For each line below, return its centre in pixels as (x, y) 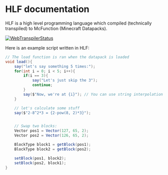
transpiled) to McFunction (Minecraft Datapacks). (56, 28)
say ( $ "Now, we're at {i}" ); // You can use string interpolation (93, 94)
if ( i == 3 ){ (36, 76)
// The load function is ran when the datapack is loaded (67, 57)
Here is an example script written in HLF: (47, 48)
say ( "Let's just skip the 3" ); (65, 80)
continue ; (42, 85)
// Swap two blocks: (36, 126)
